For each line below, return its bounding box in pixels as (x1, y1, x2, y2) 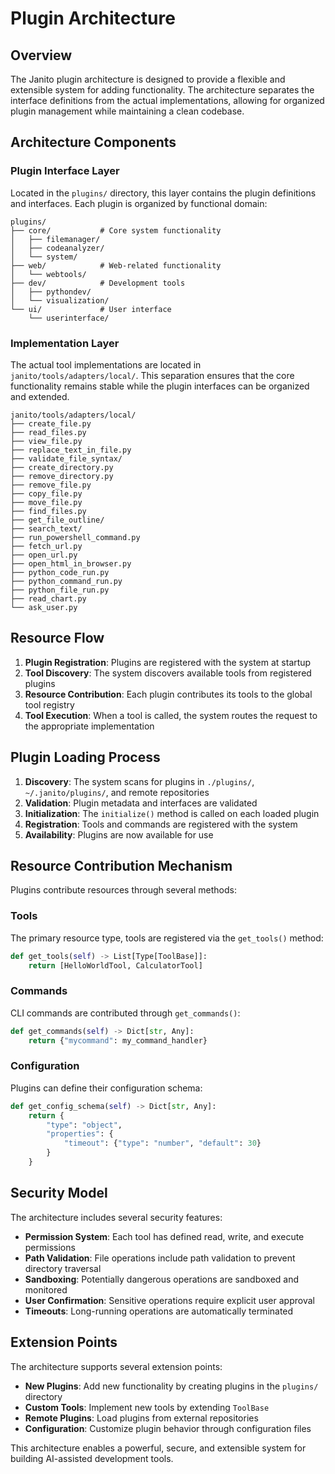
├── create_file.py (10, 418, 92, 429)
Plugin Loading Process (10, 749, 161, 766)
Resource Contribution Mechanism (10, 858, 233, 874)
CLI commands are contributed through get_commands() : (10, 1007, 241, 1019)
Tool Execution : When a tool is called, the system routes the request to (24, 709, 318, 721)
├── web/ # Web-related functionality (10, 260, 222, 271)
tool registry (24, 698, 75, 711)
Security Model (10, 1185, 108, 1202)
